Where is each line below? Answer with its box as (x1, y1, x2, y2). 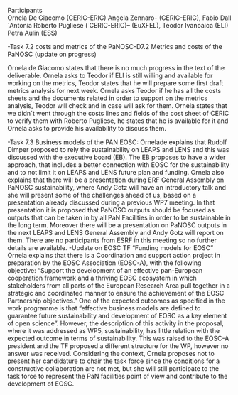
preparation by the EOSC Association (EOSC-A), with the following (7, 259, 202, 267)
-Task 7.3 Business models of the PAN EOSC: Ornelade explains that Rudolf (7, 138, 227, 146)
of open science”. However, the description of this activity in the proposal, (7, 319, 224, 328)
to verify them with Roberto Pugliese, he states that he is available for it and (7, 117, 229, 125)
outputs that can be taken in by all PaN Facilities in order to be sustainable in (7, 213, 231, 222)
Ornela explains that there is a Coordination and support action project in (7, 251, 220, 259)
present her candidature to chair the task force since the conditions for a (7, 357, 220, 365)
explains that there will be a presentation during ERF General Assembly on (7, 175, 225, 184)
